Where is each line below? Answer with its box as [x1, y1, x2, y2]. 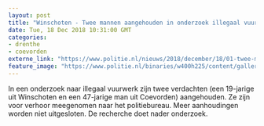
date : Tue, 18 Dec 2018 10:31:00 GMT [8, 26, 132, 34]
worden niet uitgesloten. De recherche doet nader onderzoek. [8, 109, 208, 118]
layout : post [8, 11, 51, 20]
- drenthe [8, 41, 41, 49]
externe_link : [8, 56, 55, 63]
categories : [8, 33, 47, 41]
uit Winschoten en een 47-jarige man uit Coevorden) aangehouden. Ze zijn [8, 92, 251, 102]
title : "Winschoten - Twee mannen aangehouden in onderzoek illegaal [8, 19, 241, 27]
